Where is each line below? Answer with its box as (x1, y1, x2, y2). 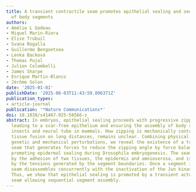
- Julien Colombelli (6, 63, 57, 69)
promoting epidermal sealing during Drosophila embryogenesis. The (11, 150, 179, 156)
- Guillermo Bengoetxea (6, 47, 64, 53)
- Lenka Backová (6, 52, 45, 58)
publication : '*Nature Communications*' (6, 107, 106, 112)
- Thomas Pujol (6, 57, 43, 63)
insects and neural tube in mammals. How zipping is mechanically (11, 128, 176, 135)
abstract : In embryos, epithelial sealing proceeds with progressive (6, 118, 179, 124)
